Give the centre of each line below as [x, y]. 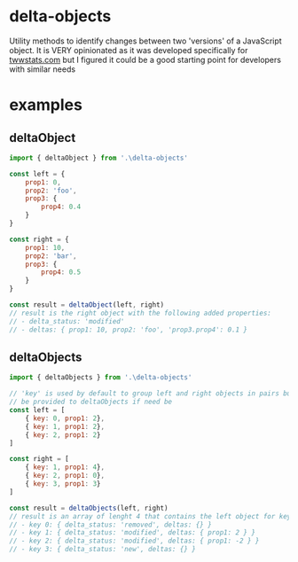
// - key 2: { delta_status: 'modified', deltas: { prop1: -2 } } [134, 541]
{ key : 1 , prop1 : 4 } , [65, 467]
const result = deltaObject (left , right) [87, 305]
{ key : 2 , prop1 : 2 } [63, 435]
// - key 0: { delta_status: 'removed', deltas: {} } [111, 525]
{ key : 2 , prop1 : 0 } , [65, 476]
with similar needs [43, 69]
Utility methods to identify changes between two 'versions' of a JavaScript [145, 41]
